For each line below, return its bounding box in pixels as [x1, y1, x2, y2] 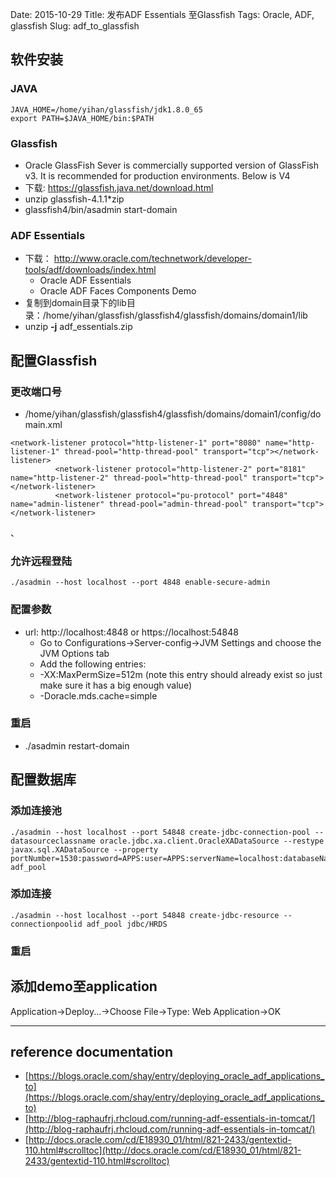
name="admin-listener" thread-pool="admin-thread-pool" [10, 499, 248, 509]
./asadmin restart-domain [24, 739, 130, 752]
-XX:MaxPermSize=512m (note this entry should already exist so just [39, 668, 323, 680]
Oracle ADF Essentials [39, 274, 132, 287]
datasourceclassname [10, 836, 97, 846]
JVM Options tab [39, 647, 110, 659]
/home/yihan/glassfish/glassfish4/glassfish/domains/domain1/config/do [24, 408, 322, 420]
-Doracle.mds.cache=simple [39, 689, 158, 702]
